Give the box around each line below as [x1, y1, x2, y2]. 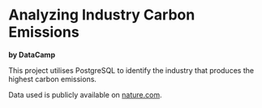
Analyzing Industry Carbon [8, 6, 195, 24]
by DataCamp [8, 50, 55, 59]
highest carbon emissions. [8, 74, 97, 84]
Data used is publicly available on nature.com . [8, 89, 162, 99]
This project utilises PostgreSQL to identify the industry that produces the [8, 65, 254, 75]
